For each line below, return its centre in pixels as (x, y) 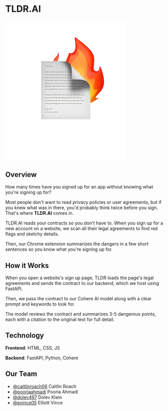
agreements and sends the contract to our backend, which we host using (82, 283)
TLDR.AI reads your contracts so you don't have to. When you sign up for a (84, 223)
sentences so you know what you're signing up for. (59, 250)
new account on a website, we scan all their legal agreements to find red (82, 229)
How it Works (27, 265)
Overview (21, 174)
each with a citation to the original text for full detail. (60, 319)
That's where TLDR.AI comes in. (40, 213)
